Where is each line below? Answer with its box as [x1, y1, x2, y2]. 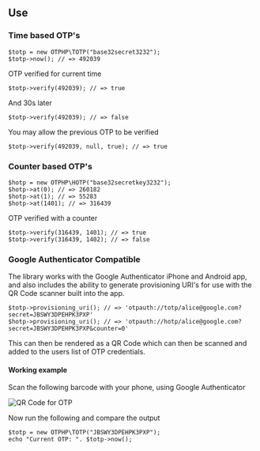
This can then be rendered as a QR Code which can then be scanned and [8, 339, 247, 348]
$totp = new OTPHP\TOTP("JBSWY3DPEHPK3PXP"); [8, 429, 160, 437]
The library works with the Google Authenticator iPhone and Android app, [8, 272, 247, 282]
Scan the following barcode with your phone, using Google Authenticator [8, 383, 246, 392]
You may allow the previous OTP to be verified [8, 127, 160, 137]
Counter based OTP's [8, 161, 92, 172]
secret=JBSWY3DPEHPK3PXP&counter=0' [8, 324, 129, 333]
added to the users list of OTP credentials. [8, 347, 146, 357]
